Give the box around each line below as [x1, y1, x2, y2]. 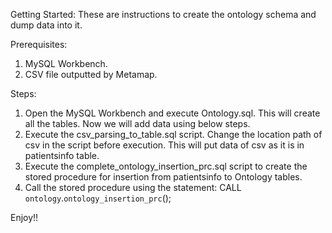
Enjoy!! [10, 212, 39, 223]
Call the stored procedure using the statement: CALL [24, 182, 242, 193]
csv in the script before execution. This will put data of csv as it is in [24, 139, 305, 151]
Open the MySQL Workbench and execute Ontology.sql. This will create [24, 107, 321, 119]
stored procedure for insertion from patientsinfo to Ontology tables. [24, 171, 303, 183]
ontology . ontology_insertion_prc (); [24, 192, 172, 204]
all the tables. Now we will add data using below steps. [24, 118, 251, 129]
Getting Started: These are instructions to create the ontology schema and [10, 9, 317, 20]
